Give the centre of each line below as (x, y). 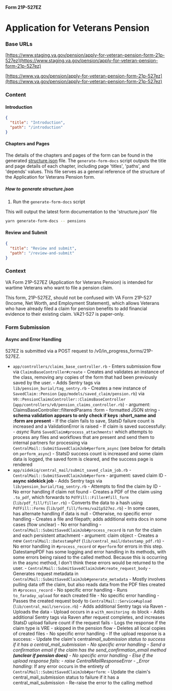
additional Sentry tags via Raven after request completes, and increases (89, 617)
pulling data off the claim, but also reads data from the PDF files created (89, 584)
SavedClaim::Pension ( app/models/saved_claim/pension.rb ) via (79, 393)
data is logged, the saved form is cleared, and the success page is (83, 459)
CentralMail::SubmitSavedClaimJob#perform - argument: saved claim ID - (90, 475)
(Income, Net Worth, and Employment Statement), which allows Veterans (82, 303)
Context (16, 271)
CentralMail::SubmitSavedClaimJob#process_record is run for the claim (87, 530)
